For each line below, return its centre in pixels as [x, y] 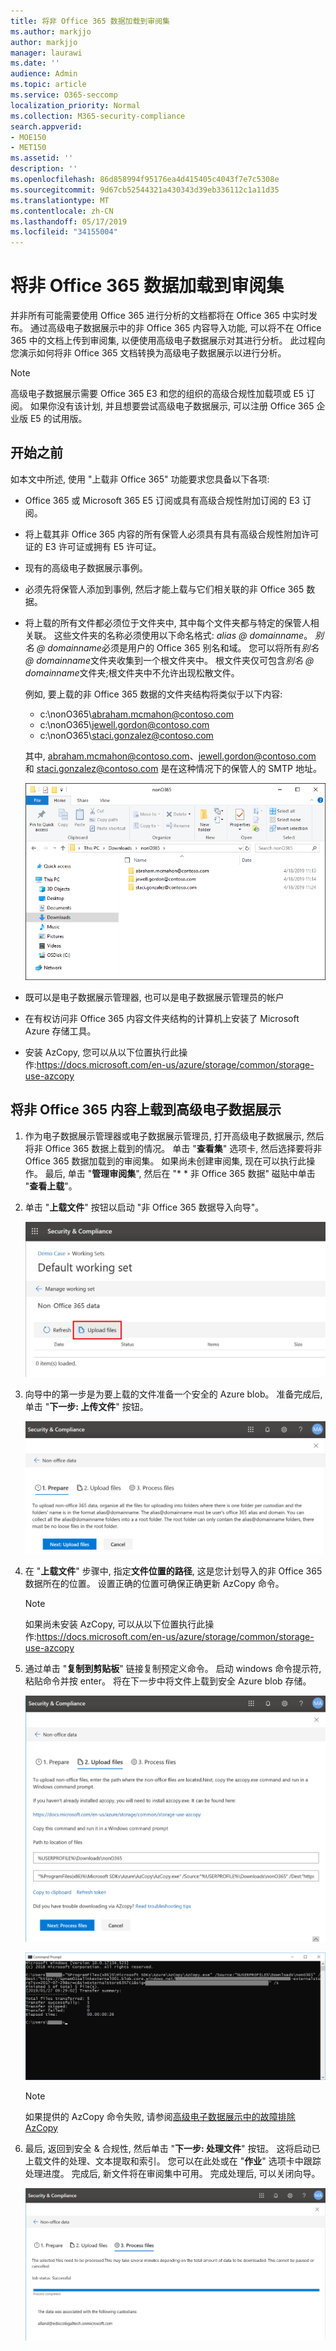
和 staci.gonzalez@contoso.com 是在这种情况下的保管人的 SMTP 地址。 [173, 768]
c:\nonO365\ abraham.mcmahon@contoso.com [136, 714]
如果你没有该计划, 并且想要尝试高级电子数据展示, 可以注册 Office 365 [172, 406]
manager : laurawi [46, 53]
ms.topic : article [48, 85]
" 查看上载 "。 [51, 1186]
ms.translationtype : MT [60, 200]
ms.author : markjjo [51, 31]
